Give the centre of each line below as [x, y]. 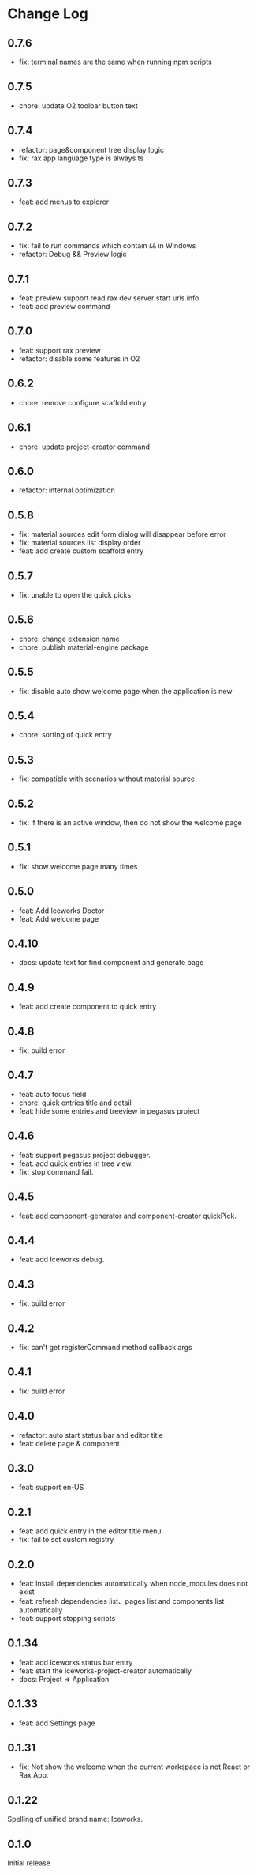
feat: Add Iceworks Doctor [61, 911]
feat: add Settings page [57, 1723]
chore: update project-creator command [84, 447]
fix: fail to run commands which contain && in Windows [107, 246]
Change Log [48, 14]
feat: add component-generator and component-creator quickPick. [128, 1216]
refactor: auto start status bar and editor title [91, 1435]
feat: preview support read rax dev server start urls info [109, 298]
